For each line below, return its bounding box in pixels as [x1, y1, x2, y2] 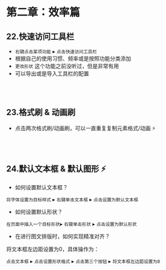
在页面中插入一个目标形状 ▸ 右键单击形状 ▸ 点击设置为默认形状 [6, 220, 137, 227]
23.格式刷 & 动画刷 [6, 107, 76, 118]
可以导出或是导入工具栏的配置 [14, 70, 89, 77]
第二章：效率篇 [6, 5, 81, 19]
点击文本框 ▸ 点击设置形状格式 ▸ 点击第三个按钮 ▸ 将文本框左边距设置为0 [6, 257, 161, 265]
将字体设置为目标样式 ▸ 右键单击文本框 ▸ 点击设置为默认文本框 [6, 195, 138, 202]
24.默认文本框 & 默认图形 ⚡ [6, 164, 106, 174]
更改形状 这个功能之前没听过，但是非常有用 [14, 63, 119, 69]
